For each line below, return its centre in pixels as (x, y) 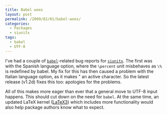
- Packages (21, 28)
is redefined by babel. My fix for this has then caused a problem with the (80, 71)
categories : (17, 24)
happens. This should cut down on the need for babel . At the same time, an (82, 97)
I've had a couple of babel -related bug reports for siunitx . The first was (79, 60)
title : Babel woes (24, 10)
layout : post (19, 14)
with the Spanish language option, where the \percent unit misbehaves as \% (83, 66)
